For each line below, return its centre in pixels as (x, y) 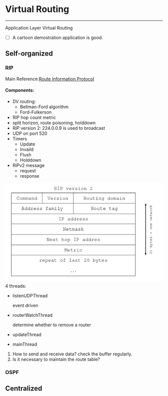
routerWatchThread (32, 315)
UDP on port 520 (30, 133)
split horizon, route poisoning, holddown (54, 123)
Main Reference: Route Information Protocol (50, 79)
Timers (20, 138)
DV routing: (24, 101)
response (29, 176)
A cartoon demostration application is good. (58, 37)
